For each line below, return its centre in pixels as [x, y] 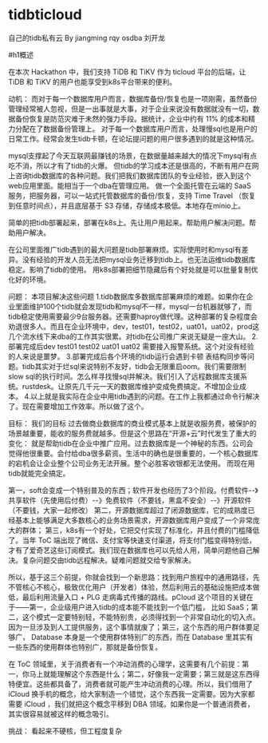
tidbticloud [45, 15]
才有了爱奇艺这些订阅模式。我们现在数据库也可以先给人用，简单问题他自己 [130, 550]
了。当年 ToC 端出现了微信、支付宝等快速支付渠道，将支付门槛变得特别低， [132, 540]
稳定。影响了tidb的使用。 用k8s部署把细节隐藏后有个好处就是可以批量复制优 [133, 269]
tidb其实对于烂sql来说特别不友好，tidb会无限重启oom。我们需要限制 [134, 366]
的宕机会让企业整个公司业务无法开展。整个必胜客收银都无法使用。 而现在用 [132, 463]
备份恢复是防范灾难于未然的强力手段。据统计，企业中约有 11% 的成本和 [132, 118]
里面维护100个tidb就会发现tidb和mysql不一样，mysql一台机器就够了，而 [134, 306]
